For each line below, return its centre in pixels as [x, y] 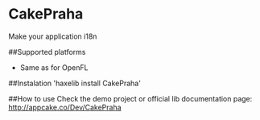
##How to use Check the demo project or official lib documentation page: [130, 98]
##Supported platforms [47, 52]
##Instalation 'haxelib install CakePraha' [74, 83]
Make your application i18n [53, 36]
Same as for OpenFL [54, 67]
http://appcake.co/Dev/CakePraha [65, 107]
